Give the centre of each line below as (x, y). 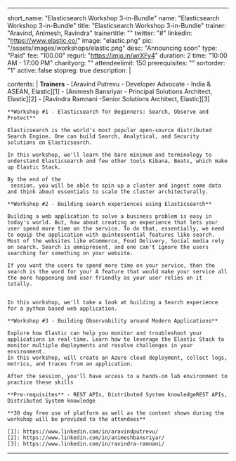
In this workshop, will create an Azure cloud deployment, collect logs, (118, 358)
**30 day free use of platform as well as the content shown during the (116, 413)
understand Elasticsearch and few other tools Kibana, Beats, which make (118, 161)
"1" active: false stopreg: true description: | (69, 70)
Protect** (22, 118)
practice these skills (40, 382)
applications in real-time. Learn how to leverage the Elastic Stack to (116, 339)
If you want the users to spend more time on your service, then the (111, 266)
